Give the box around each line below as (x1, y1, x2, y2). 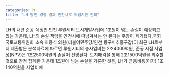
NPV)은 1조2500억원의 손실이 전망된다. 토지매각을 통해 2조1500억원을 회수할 (11, 51, 164, 58)
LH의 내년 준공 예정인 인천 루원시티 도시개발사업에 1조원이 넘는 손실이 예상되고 (5, 26, 161, 33)
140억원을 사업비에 (5, 64, 43, 70)
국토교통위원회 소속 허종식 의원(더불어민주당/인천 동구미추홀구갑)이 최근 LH (5, 39, 155, 45)
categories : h (5, 7, 36, 13)
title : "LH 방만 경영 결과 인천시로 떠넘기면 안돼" (5, 12, 100, 17)
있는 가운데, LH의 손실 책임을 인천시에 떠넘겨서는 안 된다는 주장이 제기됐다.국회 (5, 33, 161, 39)
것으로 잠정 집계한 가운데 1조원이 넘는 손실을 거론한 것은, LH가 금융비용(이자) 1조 (5, 58, 164, 64)
